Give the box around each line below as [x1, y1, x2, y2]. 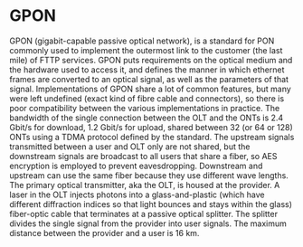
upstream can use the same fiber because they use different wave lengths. [9, 169, 289, 181]
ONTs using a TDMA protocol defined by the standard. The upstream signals [9, 131, 295, 142]
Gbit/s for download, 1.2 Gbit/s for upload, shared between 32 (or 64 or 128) [9, 121, 294, 132]
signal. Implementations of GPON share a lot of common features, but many [9, 83, 291, 94]
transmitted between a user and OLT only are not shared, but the [9, 141, 251, 152]
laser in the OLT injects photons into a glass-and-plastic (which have [9, 189, 265, 200]
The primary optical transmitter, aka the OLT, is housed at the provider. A [9, 179, 280, 190]
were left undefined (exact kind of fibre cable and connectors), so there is [9, 92, 285, 104]
